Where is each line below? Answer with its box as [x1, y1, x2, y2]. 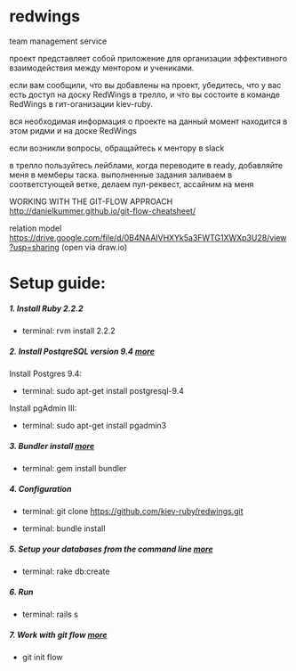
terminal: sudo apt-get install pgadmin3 [21, 421, 167, 431]
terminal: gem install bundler [21, 463, 127, 474]
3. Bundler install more [9, 440, 95, 451]
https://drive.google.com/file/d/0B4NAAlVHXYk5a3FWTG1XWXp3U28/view [9, 232, 287, 242]
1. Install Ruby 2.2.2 [9, 303, 84, 314]
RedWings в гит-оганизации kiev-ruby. [9, 98, 154, 109]
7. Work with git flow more [9, 629, 108, 640]
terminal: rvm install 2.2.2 [21, 325, 116, 336]
